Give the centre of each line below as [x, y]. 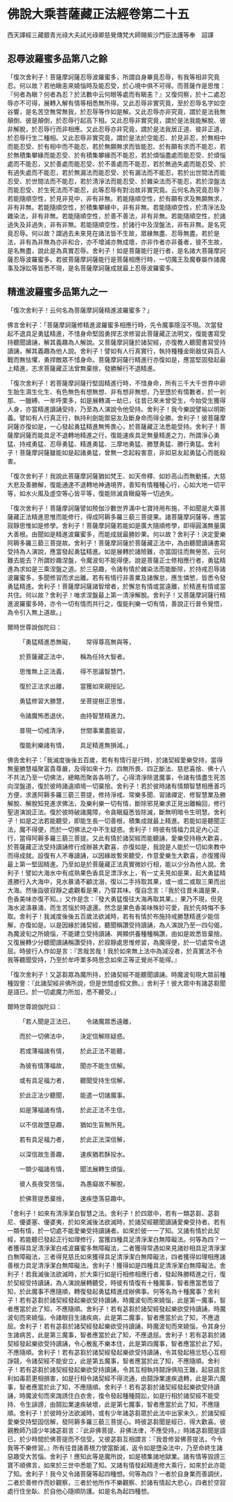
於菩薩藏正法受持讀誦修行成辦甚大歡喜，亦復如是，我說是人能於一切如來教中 [116, 847]
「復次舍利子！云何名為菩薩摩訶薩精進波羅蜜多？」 [80, 310]
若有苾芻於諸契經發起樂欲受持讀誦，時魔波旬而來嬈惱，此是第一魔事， [119, 1300]
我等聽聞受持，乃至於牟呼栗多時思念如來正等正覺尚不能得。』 [94, 959]
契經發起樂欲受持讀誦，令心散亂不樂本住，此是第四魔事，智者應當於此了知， [116, 1343]
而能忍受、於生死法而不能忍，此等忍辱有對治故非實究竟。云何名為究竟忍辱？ [116, 190]
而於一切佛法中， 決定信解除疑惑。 [74, 1036]
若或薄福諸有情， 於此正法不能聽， [74, 1050]
